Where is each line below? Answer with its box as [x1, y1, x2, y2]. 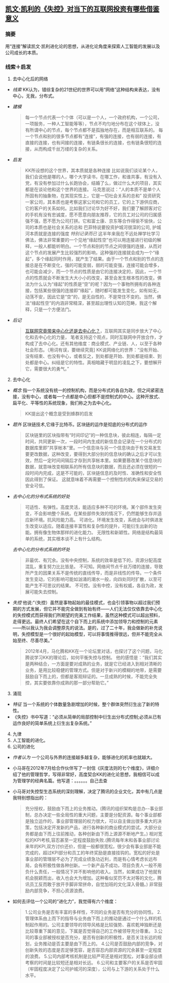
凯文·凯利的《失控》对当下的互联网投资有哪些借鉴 [5, 5, 160, 14]
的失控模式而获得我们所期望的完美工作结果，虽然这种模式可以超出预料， [12, 612, 162, 618]
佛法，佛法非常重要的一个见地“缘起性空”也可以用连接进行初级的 [25, 237, 157, 243]
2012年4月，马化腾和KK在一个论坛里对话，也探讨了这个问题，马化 [25, 648, 163, 654]
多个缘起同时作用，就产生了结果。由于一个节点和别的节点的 [36, 256, 159, 262]
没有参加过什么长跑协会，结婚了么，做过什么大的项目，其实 [38, 180, 162, 186]
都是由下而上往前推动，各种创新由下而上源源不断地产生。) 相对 [29, 830, 158, 836]
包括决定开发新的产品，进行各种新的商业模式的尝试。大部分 [34, 824, 157, 830]
